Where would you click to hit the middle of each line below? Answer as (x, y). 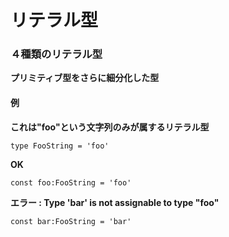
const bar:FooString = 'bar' (71, 221)
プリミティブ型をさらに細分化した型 (85, 78)
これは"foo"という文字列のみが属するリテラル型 (110, 127)
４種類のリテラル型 (56, 54)
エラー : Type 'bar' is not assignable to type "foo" (115, 202)
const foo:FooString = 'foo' (71, 182)
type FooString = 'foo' (60, 146)
